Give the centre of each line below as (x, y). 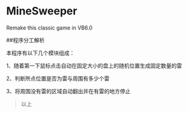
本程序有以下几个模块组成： (41, 53)
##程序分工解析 (26, 40)
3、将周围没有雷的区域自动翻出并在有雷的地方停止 (68, 91)
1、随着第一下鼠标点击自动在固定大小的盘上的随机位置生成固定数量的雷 (94, 66)
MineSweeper (42, 11)
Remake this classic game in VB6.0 (50, 28)
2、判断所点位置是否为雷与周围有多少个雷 (58, 78)
